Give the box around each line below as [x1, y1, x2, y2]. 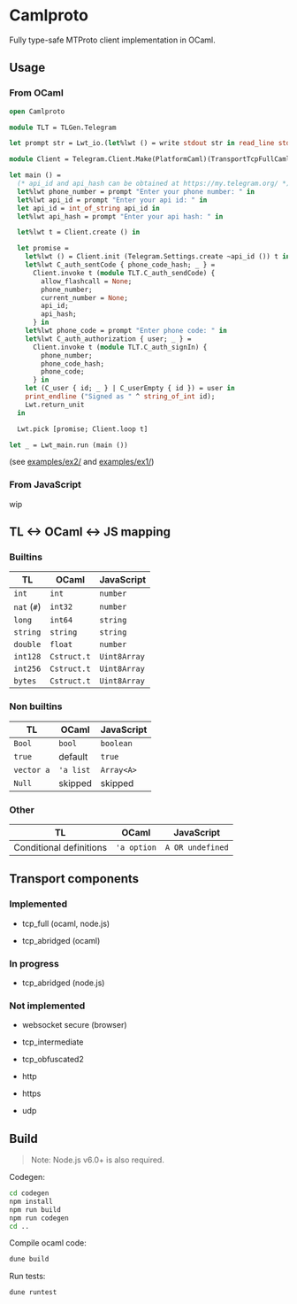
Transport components [9, 871, 140, 886]
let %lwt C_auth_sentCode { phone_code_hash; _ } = [25, 260, 216, 269]
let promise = [17, 244, 69, 253]
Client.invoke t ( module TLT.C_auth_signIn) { [32, 343, 208, 351]
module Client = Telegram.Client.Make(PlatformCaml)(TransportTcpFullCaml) [9, 155, 294, 164]
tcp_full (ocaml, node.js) [21, 918, 110, 929]
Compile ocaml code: [9, 1238, 87, 1248]
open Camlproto [9, 107, 65, 116]
